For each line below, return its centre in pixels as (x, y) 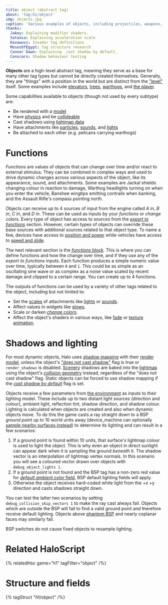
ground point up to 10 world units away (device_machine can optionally (79, 420)
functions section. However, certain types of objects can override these (79, 225)
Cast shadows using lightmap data (48, 122)
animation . (24, 323)
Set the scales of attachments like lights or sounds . (65, 302)
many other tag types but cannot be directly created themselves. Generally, (83, 76)
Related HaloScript (45, 549)
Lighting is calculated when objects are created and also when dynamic (79, 410)
